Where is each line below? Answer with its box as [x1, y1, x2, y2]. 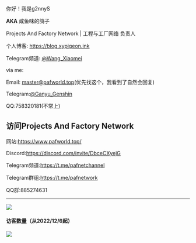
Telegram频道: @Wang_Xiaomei [6, 55, 83, 61]
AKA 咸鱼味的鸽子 [6, 18, 50, 25]
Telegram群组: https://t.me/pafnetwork [6, 174, 98, 181]
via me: [6, 67, 24, 73]
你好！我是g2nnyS [6, 5, 51, 12]
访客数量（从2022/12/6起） [6, 217, 73, 224]
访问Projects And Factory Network [6, 121, 134, 131]
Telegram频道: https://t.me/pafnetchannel [6, 162, 105, 169]
